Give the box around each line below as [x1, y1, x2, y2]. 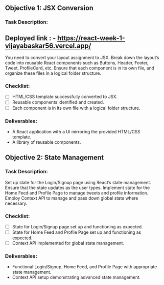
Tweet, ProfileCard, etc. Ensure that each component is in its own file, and [5, 65, 155, 71]
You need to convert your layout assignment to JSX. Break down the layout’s [5, 55, 159, 61]
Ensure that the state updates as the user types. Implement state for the [5, 185, 150, 190]
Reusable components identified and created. [12, 99, 104, 105]
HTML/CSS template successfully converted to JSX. [12, 94, 117, 100]
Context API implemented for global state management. [12, 240, 124, 246]
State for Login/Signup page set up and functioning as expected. [12, 223, 143, 229]
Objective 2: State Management [5, 154, 104, 162]
